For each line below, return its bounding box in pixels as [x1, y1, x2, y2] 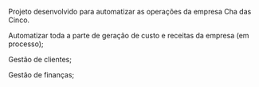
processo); [8, 39, 44, 49]
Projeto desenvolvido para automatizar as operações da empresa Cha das [8, 7, 252, 16]
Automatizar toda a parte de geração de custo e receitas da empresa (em [8, 31, 249, 40]
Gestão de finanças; [8, 70, 75, 79]
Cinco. [8, 15, 30, 25]
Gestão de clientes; [8, 55, 72, 64]
